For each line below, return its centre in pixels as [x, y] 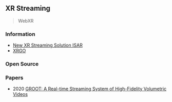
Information [20, 34]
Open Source [22, 64]
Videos [20, 94]
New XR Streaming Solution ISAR [48, 45]
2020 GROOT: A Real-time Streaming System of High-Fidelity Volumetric [90, 89]
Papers [14, 77]
